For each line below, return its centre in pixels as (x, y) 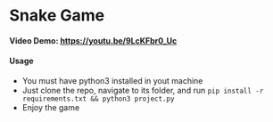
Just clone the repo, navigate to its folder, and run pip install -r (143, 90)
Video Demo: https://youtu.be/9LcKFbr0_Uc (93, 40)
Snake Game (57, 16)
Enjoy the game (51, 107)
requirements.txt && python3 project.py (98, 99)
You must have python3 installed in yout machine (112, 80)
